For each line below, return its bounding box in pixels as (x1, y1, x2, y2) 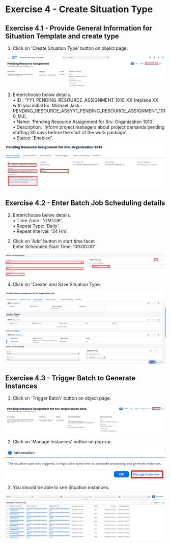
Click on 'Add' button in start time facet (12, 238, 95, 245)
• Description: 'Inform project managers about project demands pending (12, 124, 165, 130)
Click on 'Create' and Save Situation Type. (12, 281, 101, 288)
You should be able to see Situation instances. (12, 484, 110, 490)
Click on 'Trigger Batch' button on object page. (12, 395, 111, 401)
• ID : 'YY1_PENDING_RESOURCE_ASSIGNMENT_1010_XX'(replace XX (12, 97, 159, 103)
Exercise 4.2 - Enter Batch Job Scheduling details (5, 198, 165, 207)
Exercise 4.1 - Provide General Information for (5, 24, 153, 33)
